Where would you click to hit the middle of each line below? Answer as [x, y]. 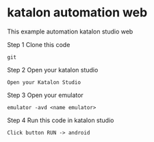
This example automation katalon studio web [70, 31]
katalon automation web [77, 13]
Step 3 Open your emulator [45, 95]
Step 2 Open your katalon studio [53, 70]
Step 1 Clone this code [39, 44]
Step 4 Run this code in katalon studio [61, 120]
